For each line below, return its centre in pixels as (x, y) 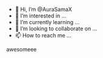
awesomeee (22, 49)
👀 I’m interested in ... (41, 16)
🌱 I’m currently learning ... (47, 22)
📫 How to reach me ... (43, 35)
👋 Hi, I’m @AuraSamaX (44, 9)
